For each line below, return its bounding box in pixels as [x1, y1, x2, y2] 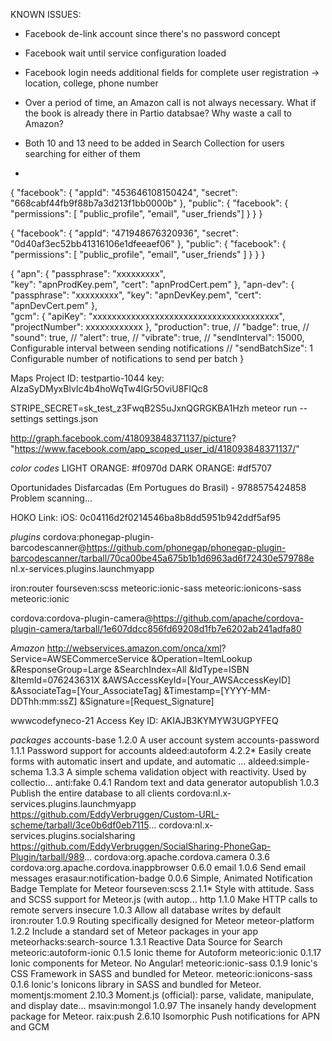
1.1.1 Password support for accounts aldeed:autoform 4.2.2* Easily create [10, 745, 312, 756]
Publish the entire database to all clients [10, 787, 175, 799]
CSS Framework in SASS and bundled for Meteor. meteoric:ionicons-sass [10, 968, 313, 979]
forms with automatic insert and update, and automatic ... [10, 755, 247, 767]
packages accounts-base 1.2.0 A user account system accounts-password [10, 734, 320, 746]
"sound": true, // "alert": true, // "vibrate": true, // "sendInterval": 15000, [10, 332, 305, 343]
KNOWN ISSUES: [10, 9, 82, 20]
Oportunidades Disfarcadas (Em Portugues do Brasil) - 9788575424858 [10, 482, 307, 493]
